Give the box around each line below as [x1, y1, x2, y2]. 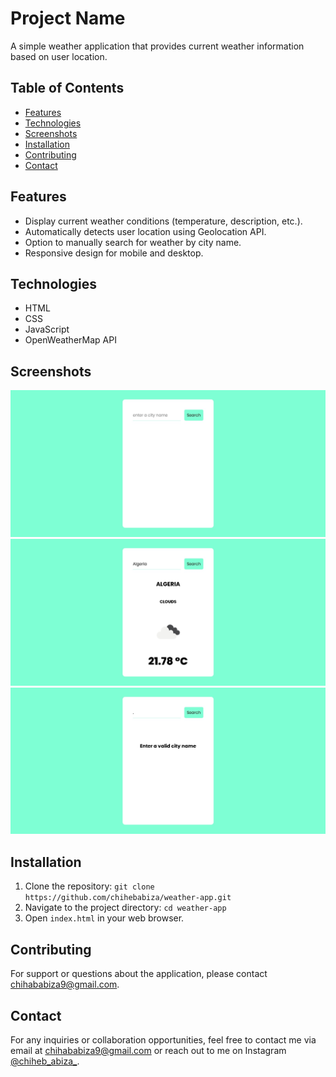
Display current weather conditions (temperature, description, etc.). [24, 215, 303, 227]
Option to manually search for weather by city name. [24, 236, 242, 248]
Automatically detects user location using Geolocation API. [24, 225, 267, 237]
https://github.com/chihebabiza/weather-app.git [24, 893, 232, 903]
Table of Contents [10, 80, 125, 97]
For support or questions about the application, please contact [10, 968, 268, 980]
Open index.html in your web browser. [24, 912, 185, 924]
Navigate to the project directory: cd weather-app [24, 902, 227, 914]
